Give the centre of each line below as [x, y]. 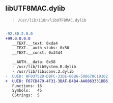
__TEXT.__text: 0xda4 [35, 43]
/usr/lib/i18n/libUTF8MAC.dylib [52, 20]
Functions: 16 [27, 86]
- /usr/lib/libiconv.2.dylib [43, 71]
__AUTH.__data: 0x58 [34, 62]
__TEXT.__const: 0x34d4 [37, 53]
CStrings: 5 [26, 95]
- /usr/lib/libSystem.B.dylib [44, 67]
